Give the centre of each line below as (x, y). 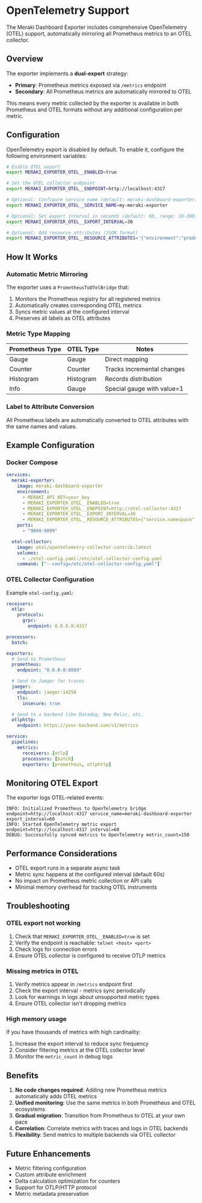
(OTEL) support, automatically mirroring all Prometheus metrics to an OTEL (99, 33)
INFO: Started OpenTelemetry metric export (62, 825)
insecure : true (41, 703)
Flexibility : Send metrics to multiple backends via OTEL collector (95, 1135)
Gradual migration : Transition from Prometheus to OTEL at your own (100, 1116)
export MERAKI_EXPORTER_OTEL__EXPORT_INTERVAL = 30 (70, 222)
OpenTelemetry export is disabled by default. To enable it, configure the (95, 149)
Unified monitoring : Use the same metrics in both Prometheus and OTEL (105, 1103)
